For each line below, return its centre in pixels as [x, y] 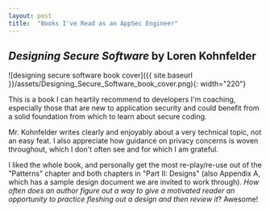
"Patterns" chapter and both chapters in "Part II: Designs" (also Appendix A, [134, 173]
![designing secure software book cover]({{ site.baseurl [101, 75]
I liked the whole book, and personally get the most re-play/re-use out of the [135, 165]
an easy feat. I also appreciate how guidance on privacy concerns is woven [133, 141]
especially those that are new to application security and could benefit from [134, 108]
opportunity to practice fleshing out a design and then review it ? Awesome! [133, 199]
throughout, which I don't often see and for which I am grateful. [114, 149]
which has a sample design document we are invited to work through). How [134, 182]
